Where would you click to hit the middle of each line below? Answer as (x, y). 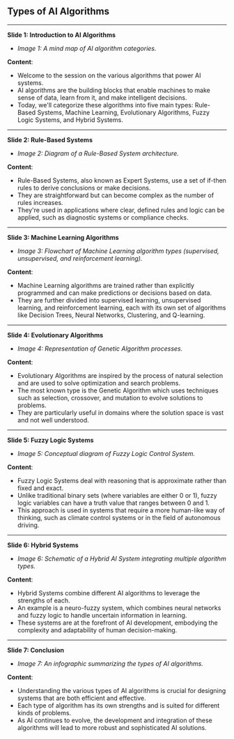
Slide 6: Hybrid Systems (43, 545)
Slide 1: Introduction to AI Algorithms (62, 35)
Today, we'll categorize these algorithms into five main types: (105, 105)
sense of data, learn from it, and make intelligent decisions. (102, 98)
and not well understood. (53, 420)
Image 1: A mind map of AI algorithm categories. (87, 48)
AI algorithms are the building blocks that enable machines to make (114, 90)
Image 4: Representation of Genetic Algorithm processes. (100, 349)
